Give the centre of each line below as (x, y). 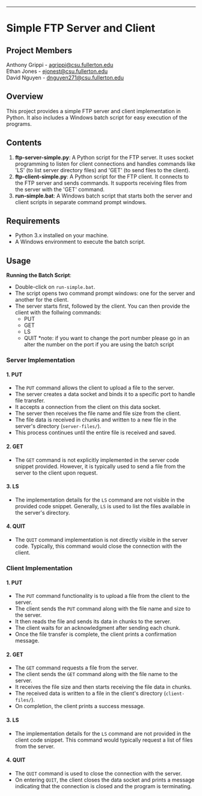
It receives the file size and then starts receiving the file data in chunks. (103, 687)
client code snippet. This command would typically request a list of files (104, 740)
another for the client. (42, 300)
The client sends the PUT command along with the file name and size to (103, 609)
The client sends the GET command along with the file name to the (96, 674)
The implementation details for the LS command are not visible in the (100, 500)
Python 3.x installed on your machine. (62, 235)
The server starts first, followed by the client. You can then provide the (103, 306)
